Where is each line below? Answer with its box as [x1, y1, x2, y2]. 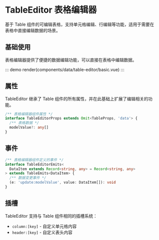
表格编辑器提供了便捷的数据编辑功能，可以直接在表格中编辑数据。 [5, 57, 137, 63]
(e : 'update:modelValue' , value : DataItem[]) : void [9, 180, 116, 185]
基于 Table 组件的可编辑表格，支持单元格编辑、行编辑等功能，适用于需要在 [5, 21, 154, 27]
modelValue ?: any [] [9, 125, 49, 130]
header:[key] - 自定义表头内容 [12, 229, 73, 235]
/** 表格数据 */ [9, 120, 40, 125]
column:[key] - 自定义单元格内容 [12, 223, 77, 229]
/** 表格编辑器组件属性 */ [5, 111, 53, 117]
